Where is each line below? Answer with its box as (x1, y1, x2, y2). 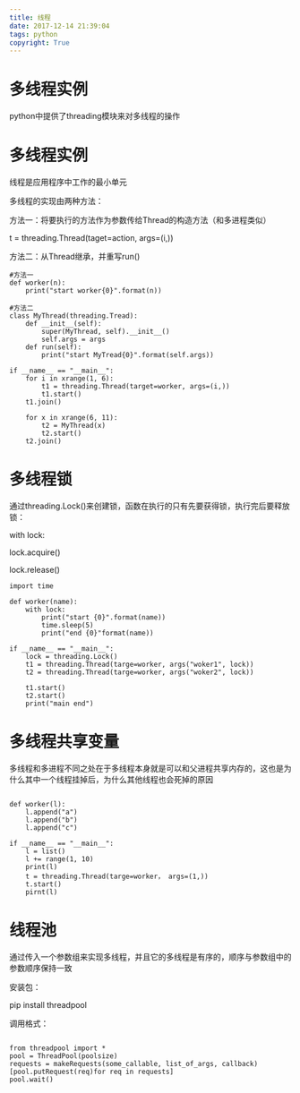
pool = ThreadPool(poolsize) (9, 1051, 118, 1061)
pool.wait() (9, 1075, 54, 1084)
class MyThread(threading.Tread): (9, 312, 139, 320)
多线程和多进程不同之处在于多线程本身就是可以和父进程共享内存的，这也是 (9, 763, 284, 773)
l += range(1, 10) (25, 855, 94, 864)
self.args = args (41, 335, 106, 345)
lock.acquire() (9, 547, 61, 558)
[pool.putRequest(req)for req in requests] (9, 1067, 175, 1076)
